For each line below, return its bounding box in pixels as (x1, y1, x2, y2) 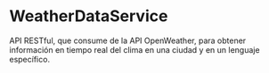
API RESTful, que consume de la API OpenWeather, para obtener (9, 35, 247, 46)
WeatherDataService (9, 6, 168, 26)
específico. (9, 54, 51, 64)
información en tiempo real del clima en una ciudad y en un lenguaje (9, 44, 260, 55)
